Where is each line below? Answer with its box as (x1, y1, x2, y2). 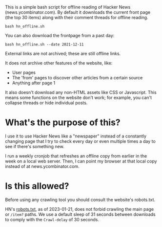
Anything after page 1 (12, 80, 55, 86)
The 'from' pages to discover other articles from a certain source (12, 75, 143, 80)
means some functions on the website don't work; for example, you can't (5, 95, 152, 100)
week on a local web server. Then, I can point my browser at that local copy (5, 158, 157, 164)
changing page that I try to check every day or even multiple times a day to (5, 138, 156, 144)
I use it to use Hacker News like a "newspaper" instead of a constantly (5, 133, 147, 139)
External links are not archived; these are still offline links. (5, 51, 121, 56)
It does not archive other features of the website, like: (5, 60, 113, 66)
